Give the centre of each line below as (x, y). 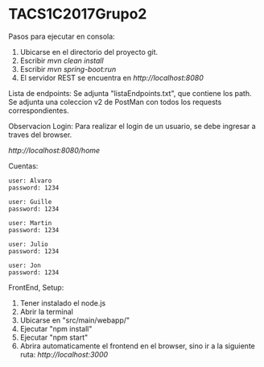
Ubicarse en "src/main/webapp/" (75, 320)
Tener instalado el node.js (63, 302)
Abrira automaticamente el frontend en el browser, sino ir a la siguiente (138, 346)
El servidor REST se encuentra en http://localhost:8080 (111, 77)
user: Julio (28, 244)
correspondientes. (39, 111)
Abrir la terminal (47, 311)
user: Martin (30, 223)
